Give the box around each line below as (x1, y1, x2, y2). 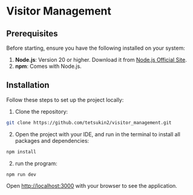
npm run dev (6, 171, 36, 177)
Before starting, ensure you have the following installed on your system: (6, 44, 186, 51)
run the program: (15, 159, 57, 167)
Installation (6, 80, 50, 90)
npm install (6, 148, 36, 155)
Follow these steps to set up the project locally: (6, 96, 124, 104)
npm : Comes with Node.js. (15, 62, 82, 70)
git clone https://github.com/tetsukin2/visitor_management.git (6, 119, 172, 125)
